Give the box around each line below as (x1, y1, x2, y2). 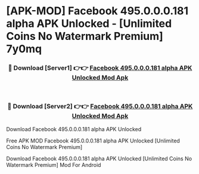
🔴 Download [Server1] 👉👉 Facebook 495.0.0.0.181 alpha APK (8, 64, 192, 72)
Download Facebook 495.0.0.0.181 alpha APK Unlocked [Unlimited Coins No (6, 155, 192, 162)
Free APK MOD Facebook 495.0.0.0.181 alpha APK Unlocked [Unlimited (6, 137, 181, 144)
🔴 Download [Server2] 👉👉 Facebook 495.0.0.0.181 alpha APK (7, 102, 193, 111)
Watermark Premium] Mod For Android (6, 161, 101, 168)
